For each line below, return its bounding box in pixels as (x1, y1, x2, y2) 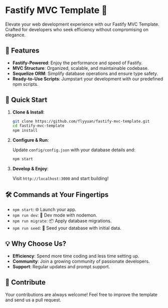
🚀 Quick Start (5, 95, 48, 105)
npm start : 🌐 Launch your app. (12, 206, 77, 213)
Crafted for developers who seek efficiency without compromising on (5, 26, 149, 32)
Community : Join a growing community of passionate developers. (12, 258, 150, 264)
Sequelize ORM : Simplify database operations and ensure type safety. (12, 70, 158, 76)
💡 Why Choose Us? (5, 240, 67, 248)
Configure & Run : (12, 137, 49, 143)
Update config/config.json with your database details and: (12, 147, 135, 153)
